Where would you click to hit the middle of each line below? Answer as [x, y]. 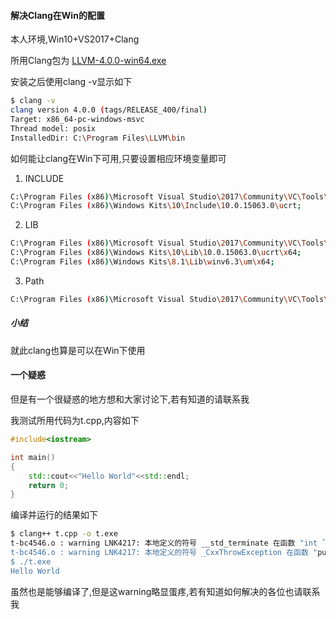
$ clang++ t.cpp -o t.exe [64, 534]
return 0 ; [49, 485]
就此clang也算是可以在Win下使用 [78, 350]
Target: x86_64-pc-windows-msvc [77, 119]
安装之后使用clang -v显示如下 [71, 82]
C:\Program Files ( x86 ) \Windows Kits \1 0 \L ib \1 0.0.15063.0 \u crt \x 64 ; [156, 253]
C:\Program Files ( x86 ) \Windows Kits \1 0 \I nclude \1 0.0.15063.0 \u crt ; [156, 206]
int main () [33, 457]
